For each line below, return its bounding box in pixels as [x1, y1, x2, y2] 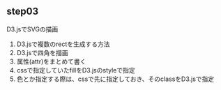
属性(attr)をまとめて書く [16, 57, 86, 66]
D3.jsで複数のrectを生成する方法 [16, 40, 110, 48]
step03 [6, 6, 39, 17]
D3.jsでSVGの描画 [6, 24, 59, 33]
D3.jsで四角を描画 [16, 48, 69, 57]
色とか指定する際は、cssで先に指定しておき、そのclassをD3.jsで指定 [16, 75, 215, 83]
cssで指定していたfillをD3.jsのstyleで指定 [16, 66, 135, 74]
